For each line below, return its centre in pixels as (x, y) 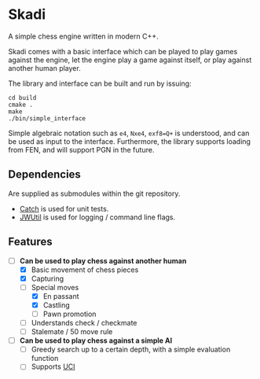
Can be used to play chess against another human (103, 260)
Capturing (48, 278)
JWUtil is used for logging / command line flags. (97, 217)
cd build (22, 98)
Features (30, 242)
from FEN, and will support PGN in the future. (81, 149)
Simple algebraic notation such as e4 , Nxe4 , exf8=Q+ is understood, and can (129, 133)
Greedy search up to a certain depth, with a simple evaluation (131, 350)
